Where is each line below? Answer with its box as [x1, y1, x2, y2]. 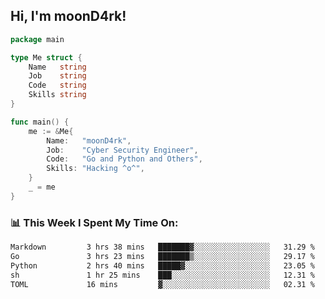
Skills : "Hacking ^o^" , [46, 164, 145, 174]
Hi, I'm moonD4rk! [10, 8, 127, 25]
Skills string [28, 90, 87, 100]
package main [10, 34, 65, 44]
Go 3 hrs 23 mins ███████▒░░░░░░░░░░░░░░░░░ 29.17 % [10, 251, 315, 261]
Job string [28, 71, 87, 81]
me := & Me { [28, 126, 74, 136]
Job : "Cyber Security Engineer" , [46, 145, 199, 155]
